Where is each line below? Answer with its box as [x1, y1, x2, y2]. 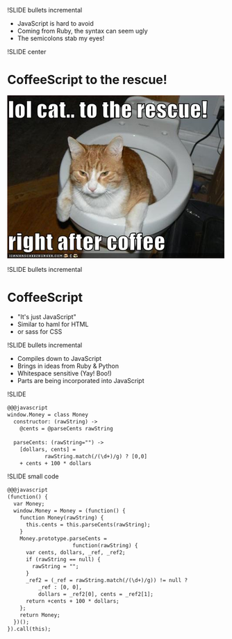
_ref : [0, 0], [38, 583, 82, 590]
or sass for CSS [17, 327, 63, 336]
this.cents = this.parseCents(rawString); [25, 521, 151, 528]
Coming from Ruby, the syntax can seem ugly [17, 27, 148, 35]
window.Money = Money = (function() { [13, 507, 126, 514]
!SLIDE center [7, 48, 47, 56]
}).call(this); [7, 625, 51, 632]
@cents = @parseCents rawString [19, 425, 113, 432]
